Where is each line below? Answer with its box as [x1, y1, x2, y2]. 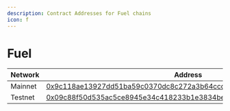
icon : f [7, 16, 29, 23]
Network [10, 70, 40, 80]
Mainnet [10, 82, 37, 91]
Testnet [10, 93, 36, 102]
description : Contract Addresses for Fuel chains [7, 10, 152, 17]
